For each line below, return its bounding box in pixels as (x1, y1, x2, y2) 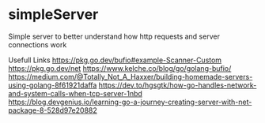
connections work (8, 39, 67, 49)
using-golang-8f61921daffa (8, 80, 97, 90)
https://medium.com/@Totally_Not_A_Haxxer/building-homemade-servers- (8, 72, 253, 81)
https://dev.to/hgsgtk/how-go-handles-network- (98, 80, 257, 90)
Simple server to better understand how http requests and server (8, 32, 220, 41)
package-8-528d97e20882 (8, 105, 97, 115)
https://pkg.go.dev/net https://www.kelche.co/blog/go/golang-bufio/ (8, 63, 232, 73)
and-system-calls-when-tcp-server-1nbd (8, 88, 142, 98)
